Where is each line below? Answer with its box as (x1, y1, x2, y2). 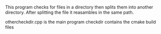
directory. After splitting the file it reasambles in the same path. (5, 9, 134, 15)
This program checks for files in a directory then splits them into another (5, 4, 154, 10)
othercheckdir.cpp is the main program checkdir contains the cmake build (5, 19, 156, 25)
